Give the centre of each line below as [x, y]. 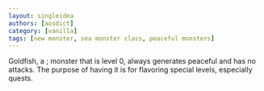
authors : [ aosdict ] [41, 23]
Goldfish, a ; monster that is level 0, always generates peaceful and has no [132, 61]
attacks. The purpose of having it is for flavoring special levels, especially [130, 70]
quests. [21, 78]
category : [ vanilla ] [43, 31]
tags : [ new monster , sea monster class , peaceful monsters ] [112, 38]
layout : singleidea [41, 16]
